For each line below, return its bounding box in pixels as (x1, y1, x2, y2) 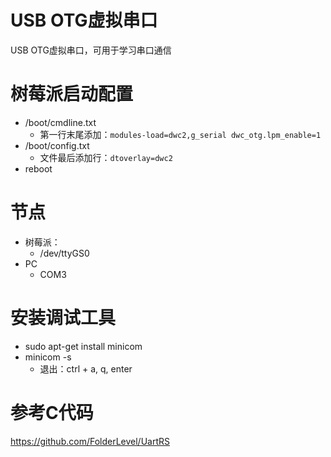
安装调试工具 (10, 307, 117, 329)
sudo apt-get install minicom (24, 340, 143, 352)
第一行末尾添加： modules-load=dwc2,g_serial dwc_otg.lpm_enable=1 (39, 128, 322, 140)
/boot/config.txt (24, 139, 90, 151)
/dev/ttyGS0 (39, 247, 90, 259)
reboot (24, 162, 53, 175)
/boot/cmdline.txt (24, 116, 97, 128)
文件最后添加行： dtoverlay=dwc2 (39, 151, 173, 163)
